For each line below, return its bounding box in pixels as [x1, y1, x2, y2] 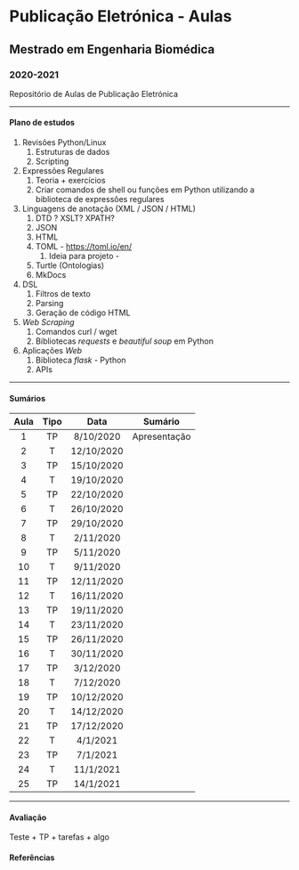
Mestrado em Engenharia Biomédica [9, 42, 215, 57]
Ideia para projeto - [48, 251, 120, 262]
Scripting [35, 156, 69, 167]
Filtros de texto [35, 289, 91, 299]
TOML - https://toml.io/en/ [35, 241, 133, 252]
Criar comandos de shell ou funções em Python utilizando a [35, 184, 255, 195]
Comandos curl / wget [35, 327, 117, 337]
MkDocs [35, 270, 67, 281]
